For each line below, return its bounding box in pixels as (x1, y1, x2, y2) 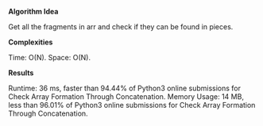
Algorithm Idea (8, 7, 59, 16)
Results (8, 68, 34, 78)
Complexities (8, 37, 53, 47)
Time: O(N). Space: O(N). (8, 53, 91, 62)
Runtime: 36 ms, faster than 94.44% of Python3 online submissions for (8, 83, 241, 93)
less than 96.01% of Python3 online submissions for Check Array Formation (8, 101, 256, 109)
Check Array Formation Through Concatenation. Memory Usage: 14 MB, (8, 92, 245, 101)
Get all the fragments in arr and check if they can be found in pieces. (8, 22, 234, 31)
